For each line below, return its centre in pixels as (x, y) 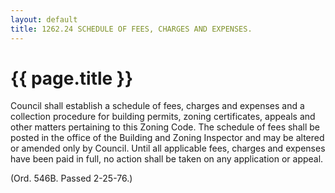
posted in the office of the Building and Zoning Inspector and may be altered (167, 138)
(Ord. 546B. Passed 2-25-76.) (71, 178)
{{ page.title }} (72, 78)
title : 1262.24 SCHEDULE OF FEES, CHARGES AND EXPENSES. (131, 29)
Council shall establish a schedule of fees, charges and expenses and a (157, 106)
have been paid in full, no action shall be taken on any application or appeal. (167, 159)
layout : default (44, 19)
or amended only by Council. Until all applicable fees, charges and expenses (168, 148)
